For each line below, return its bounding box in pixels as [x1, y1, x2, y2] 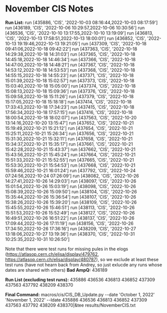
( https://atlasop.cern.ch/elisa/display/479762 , [5, 251, 99, 257]
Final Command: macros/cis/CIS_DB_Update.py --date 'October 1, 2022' [5, 292, 155, 298]
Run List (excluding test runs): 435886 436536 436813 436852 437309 [5, 277, 156, 283]
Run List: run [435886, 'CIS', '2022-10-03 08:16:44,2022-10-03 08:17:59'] [5, 19, 158, 25]
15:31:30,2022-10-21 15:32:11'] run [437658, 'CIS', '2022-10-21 [5, 135, 133, 142]
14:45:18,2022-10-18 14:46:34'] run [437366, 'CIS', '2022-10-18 [5, 56, 136, 62]
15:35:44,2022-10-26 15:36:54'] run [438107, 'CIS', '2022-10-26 [5, 194, 136, 200]
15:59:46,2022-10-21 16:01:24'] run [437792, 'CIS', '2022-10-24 [5, 167, 136, 173]
